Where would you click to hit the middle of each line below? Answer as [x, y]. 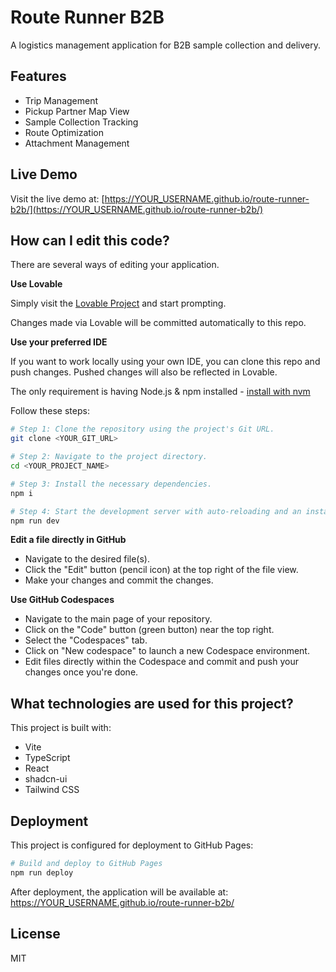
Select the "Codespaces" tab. [86, 640]
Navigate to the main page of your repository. [118, 619]
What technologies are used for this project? [152, 703]
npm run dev [35, 521]
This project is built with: [61, 728]
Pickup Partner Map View [77, 111]
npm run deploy [42, 872]
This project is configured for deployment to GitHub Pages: [132, 845]
